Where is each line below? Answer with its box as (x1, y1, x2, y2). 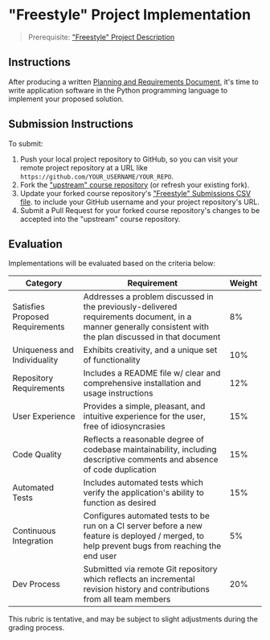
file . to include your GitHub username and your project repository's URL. (19, 197, 260, 207)
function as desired (83, 497, 157, 508)
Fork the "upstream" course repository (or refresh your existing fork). (19, 179, 250, 190)
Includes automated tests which (83, 477, 203, 488)
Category (25, 277, 63, 289)
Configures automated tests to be (83, 511, 211, 522)
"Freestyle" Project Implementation (8, 6, 252, 24)
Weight (229, 277, 258, 289)
